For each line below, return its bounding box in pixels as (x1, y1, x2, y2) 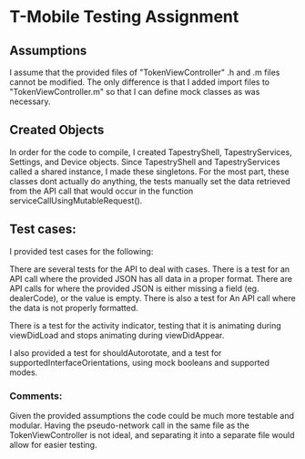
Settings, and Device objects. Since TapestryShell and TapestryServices (9, 156, 280, 167)
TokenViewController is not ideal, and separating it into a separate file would (9, 429, 295, 440)
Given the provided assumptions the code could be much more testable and (9, 410, 294, 421)
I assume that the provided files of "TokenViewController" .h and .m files (9, 67, 280, 78)
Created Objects (9, 122, 105, 138)
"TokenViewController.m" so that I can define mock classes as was (9, 87, 260, 97)
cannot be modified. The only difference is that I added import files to (9, 77, 270, 88)
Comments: (9, 390, 63, 402)
